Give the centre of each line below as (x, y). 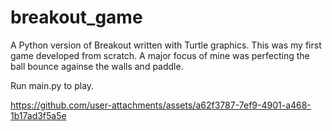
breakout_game (76, 17)
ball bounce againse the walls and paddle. (97, 66)
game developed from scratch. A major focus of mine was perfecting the (160, 55)
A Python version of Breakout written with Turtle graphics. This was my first (166, 45)
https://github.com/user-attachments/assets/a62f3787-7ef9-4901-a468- (161, 105)
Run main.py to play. (52, 85)
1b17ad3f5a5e (38, 115)
